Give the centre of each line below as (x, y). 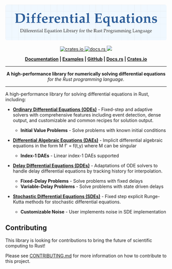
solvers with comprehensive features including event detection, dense (87, 114)
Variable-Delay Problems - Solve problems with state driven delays (92, 186)
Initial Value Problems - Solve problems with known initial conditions (93, 130)
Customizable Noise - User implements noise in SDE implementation (93, 212)
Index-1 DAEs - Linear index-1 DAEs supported (70, 156)
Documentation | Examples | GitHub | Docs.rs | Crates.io (86, 59)
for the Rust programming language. (86, 79)
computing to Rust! (25, 245)
